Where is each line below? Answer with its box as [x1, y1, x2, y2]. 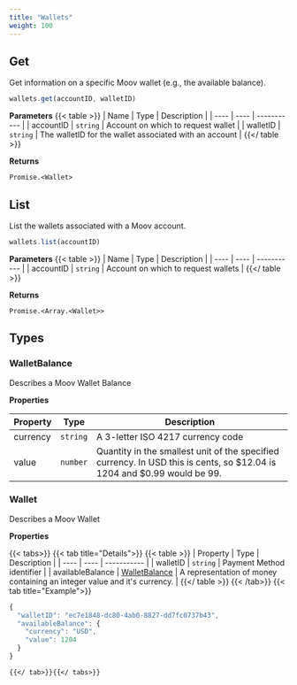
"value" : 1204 [25, 635, 77, 644]
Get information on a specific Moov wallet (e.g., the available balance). [9, 77, 267, 89]
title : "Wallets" [9, 12, 73, 22]
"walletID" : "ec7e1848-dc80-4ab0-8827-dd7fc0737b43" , [17, 611, 219, 620]
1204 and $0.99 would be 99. [95, 466, 223, 479]
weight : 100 [9, 21, 53, 30]
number [60, 457, 88, 467]
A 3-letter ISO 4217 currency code [95, 430, 244, 443]
